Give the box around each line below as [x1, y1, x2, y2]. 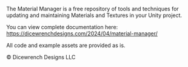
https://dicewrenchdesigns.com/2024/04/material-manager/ [6, 30, 158, 37]
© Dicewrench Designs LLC [6, 54, 76, 60]
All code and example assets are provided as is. [6, 42, 126, 49]
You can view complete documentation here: [6, 24, 118, 30]
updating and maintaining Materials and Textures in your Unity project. [6, 12, 183, 19]
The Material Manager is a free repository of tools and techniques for [6, 5, 179, 12]
